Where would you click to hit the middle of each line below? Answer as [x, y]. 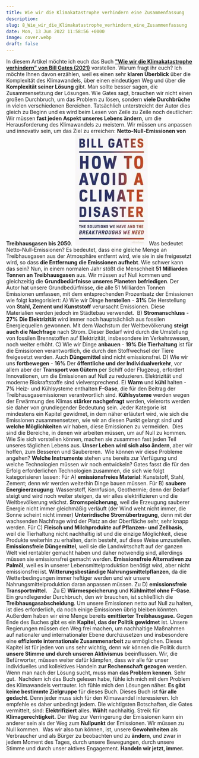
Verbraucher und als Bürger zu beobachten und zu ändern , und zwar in [94, 736]
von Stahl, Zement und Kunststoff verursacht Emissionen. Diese [86, 307]
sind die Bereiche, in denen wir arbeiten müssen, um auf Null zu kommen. [96, 433]
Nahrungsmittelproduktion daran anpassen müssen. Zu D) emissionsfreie [97, 584]
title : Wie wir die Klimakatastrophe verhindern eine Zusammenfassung [95, 12]
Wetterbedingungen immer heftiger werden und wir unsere [78, 578]
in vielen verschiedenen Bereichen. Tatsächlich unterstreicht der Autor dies [98, 106]
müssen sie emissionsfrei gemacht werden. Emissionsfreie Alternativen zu [99, 559]
